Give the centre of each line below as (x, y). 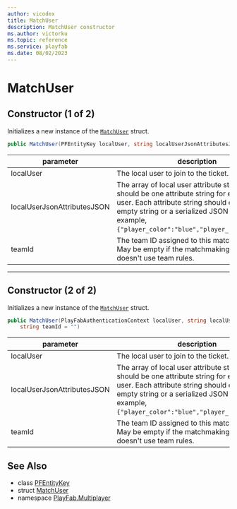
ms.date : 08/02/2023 (38, 54)
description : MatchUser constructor (61, 27)
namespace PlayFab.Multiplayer (64, 498)
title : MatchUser (33, 20)
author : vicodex (31, 14)
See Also (27, 466)
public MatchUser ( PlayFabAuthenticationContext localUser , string (107, 321)
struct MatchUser (43, 491)
